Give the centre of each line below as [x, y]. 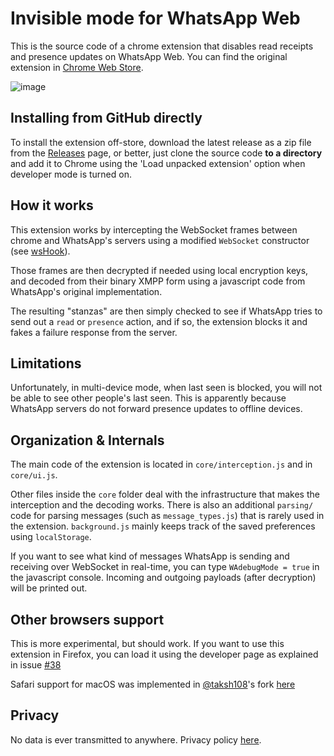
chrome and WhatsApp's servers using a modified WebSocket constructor [160, 240]
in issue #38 [36, 665]
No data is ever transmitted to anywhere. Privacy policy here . [136, 739]
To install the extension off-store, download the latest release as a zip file [161, 142]
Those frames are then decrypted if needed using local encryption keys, [159, 270]
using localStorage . [51, 537]
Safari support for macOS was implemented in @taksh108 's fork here [153, 684]
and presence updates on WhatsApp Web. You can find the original [149, 56]
